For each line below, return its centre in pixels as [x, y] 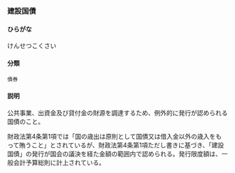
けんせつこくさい [32, 46]
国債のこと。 [26, 121]
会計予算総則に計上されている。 [59, 163]
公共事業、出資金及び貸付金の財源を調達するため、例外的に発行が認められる [117, 112]
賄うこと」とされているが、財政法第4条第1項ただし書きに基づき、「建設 [122, 145]
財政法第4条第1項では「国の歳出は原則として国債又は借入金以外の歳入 [108, 136]
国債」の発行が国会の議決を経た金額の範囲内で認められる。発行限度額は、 [114, 153]
